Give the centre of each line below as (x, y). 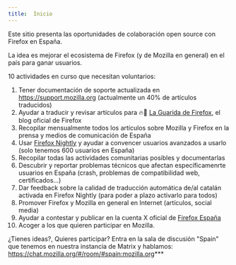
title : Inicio (30, 14)
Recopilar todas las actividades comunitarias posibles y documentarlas (122, 158)
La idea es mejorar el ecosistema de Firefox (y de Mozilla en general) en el (116, 55)
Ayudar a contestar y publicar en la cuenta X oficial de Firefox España (119, 217)
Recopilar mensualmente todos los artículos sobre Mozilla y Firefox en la (124, 128)
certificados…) (40, 180)
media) (29, 210)
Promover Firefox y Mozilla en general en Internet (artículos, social (115, 202)
